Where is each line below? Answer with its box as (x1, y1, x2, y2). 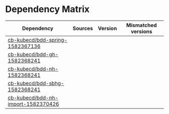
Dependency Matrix (5, 4, 90, 15)
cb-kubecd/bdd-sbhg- (8, 79, 64, 86)
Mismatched (126, 22, 157, 29)
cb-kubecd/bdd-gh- (8, 51, 59, 58)
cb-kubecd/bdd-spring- (8, 36, 68, 43)
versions (130, 28, 152, 35)
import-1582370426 (8, 100, 59, 107)
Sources (72, 25, 93, 32)
